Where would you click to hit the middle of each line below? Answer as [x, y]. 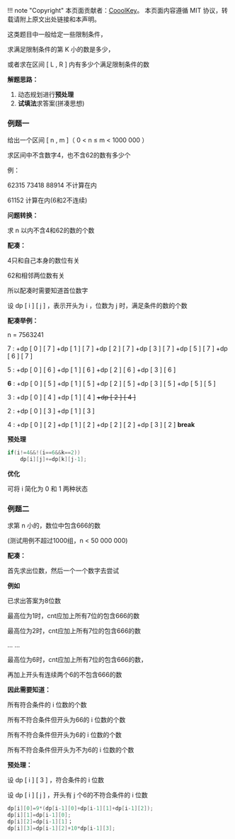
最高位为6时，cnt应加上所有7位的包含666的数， [77, 660]
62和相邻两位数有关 [36, 275]
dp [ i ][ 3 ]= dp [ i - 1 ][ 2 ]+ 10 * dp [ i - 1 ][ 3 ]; [61, 828]
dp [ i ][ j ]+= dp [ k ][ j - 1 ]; [53, 460]
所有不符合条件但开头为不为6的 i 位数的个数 [71, 750]
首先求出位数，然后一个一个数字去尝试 [63, 571]
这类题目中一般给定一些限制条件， [57, 34]
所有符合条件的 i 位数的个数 [47, 705]
